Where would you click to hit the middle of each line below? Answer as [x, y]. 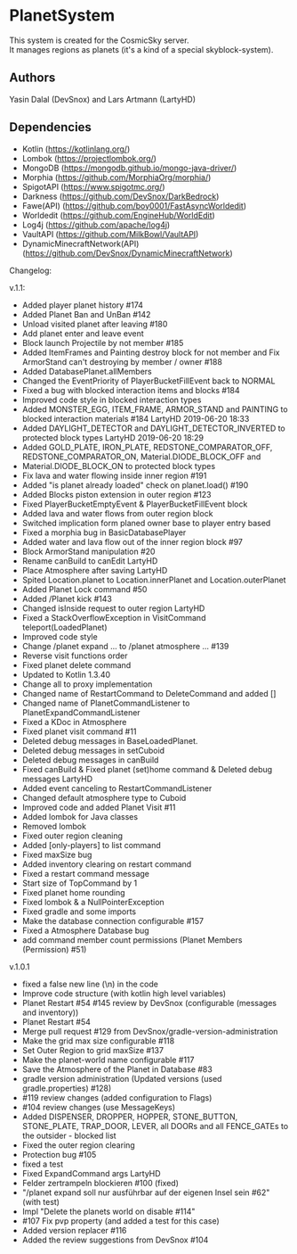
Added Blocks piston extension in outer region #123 [116, 494]
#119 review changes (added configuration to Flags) [117, 1097]
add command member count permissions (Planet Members [132, 940]
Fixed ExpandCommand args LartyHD [92, 1173]
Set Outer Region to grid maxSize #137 [93, 1050]
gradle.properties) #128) [67, 1088]
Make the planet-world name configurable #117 [108, 1060]
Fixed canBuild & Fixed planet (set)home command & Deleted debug [147, 769]
